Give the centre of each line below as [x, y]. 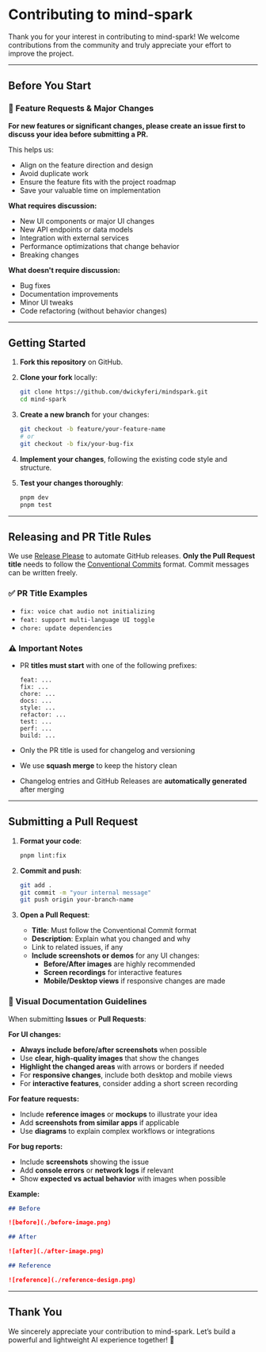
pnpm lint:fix [43, 855]
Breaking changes [49, 255]
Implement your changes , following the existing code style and [123, 459]
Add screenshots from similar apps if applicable [99, 1122]
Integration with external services [74, 238]
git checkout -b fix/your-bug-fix [76, 444]
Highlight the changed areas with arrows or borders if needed [122, 1066]
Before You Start [50, 86]
